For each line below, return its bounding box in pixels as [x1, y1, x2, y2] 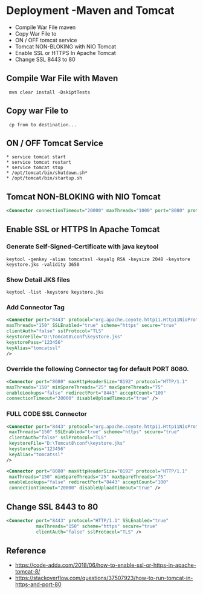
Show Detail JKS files [6, 276, 71, 284]
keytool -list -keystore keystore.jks [6, 289, 104, 295]
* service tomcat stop [6, 164, 63, 171]
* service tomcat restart [6, 160, 71, 166]
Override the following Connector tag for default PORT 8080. [6, 365, 189, 373]
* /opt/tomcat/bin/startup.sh [6, 175, 83, 181]
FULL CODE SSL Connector [6, 410, 88, 418]
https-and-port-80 [14, 581, 62, 588]
